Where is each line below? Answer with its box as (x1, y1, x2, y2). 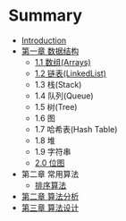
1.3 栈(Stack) (34, 79, 82, 89)
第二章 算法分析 (21, 191, 80, 201)
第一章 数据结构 (21, 46, 80, 56)
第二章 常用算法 (21, 168, 80, 179)
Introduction (21, 35, 67, 46)
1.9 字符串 (34, 146, 71, 157)
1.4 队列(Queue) (34, 90, 95, 101)
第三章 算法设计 (21, 202, 80, 213)
